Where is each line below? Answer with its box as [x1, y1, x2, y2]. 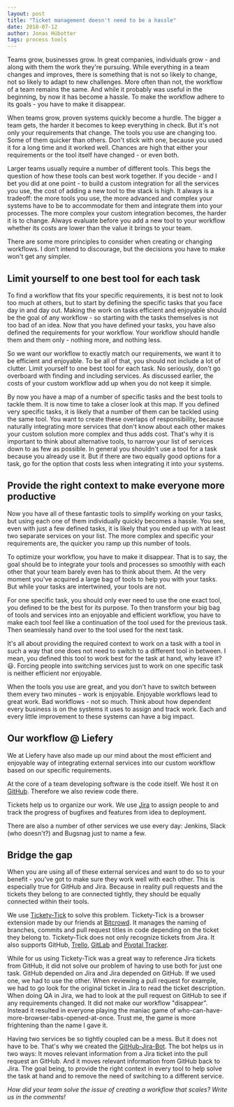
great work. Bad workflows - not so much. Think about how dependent [7, 697, 212, 705]
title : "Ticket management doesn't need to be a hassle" [7, 17, 177, 24]
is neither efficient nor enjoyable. [7, 669, 103, 677]
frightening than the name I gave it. [7, 1021, 108, 1029]
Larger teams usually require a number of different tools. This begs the [7, 164, 211, 173]
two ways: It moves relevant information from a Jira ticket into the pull [7, 1050, 208, 1058]
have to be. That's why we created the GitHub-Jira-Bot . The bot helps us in [7, 1042, 224, 1050]
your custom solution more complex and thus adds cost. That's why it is [7, 430, 214, 438]
